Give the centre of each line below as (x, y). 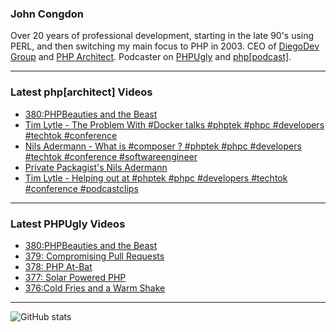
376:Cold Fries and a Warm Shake (95, 288)
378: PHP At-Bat (58, 266)
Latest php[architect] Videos (81, 92)
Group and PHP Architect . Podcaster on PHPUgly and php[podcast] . (151, 57)
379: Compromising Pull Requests (94, 256)
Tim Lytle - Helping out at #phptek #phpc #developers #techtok (156, 178)
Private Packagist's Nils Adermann (96, 167)
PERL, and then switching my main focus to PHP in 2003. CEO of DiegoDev (165, 46)
